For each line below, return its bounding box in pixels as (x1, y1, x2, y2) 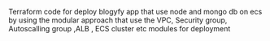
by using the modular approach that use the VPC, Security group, (8, 15, 228, 25)
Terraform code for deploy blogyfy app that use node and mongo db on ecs (8, 7, 263, 16)
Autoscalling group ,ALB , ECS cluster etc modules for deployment (8, 24, 231, 33)
